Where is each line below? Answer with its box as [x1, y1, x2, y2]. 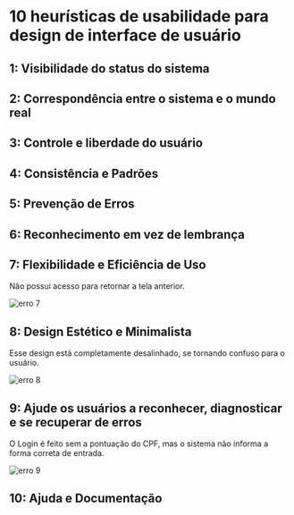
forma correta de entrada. [9, 447, 105, 458]
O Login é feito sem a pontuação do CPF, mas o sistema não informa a [9, 438, 269, 449]
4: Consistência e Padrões [9, 165, 159, 181]
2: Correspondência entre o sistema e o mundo [9, 91, 276, 106]
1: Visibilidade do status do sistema [9, 61, 210, 76]
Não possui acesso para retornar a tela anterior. [9, 281, 185, 291]
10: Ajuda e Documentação [9, 491, 163, 506]
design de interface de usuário [9, 25, 241, 46]
